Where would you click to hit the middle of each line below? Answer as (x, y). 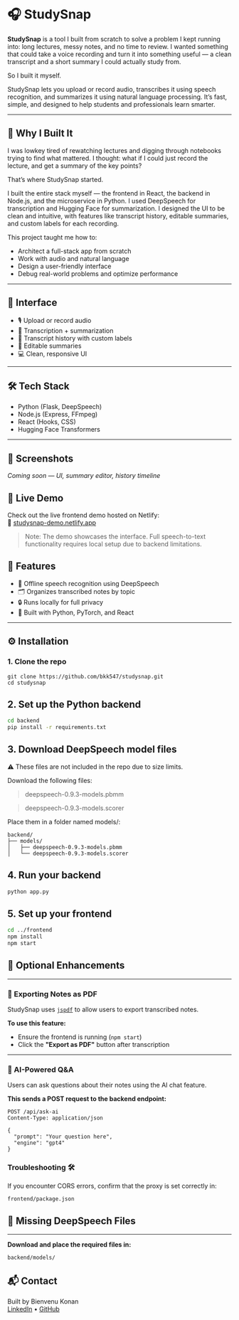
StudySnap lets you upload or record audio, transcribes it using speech (112, 89)
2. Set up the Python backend (74, 704)
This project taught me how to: (52, 237)
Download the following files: (50, 780)
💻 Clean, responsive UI (52, 353)
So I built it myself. (34, 75)
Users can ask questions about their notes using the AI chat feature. (107, 1085)
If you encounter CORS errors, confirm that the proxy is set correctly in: (112, 1186)
